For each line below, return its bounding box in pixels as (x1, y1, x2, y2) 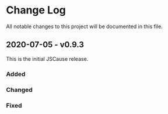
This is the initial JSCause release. (6, 55, 89, 62)
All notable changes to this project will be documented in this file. (6, 23, 163, 30)
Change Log (6, 4, 66, 17)
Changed (6, 85, 33, 94)
